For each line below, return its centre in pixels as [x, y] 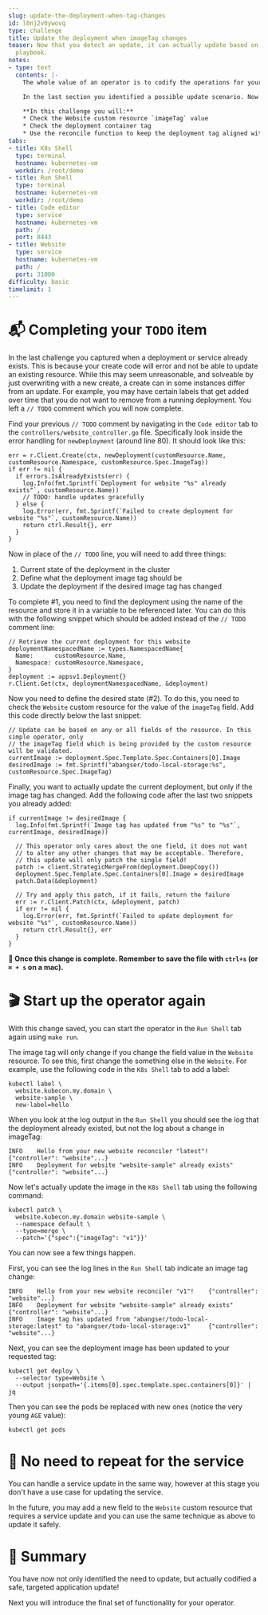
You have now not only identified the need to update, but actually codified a [132, 1579]
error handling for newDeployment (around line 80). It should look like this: [127, 441]
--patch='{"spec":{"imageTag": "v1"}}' [82, 1238]
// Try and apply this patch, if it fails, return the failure [122, 895]
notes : [19, 61]
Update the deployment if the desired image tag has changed [120, 586]
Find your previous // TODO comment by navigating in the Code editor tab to [133, 424]
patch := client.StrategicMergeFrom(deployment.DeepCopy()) [117, 867]
